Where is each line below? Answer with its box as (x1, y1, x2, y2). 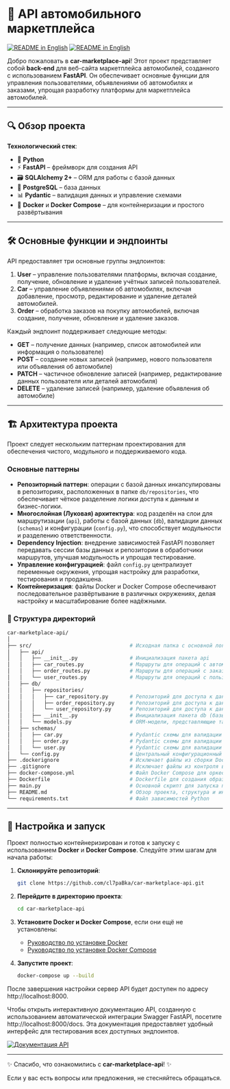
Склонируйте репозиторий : (16, 867, 101, 875)
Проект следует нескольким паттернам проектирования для (7, 440, 186, 448)
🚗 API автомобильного (7, 6, 142, 22)
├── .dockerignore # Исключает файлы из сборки (7, 757, 213, 764)
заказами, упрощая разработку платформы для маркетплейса (7, 86, 190, 94)
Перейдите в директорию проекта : (16, 892, 123, 900)
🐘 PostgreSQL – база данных (16, 183, 101, 191)
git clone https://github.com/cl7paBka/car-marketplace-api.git (16, 880, 205, 887)
